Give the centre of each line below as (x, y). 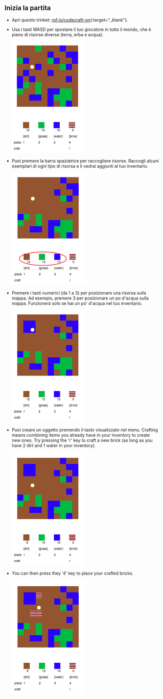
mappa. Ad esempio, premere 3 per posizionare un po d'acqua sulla (80, 298)
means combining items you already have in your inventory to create (81, 435)
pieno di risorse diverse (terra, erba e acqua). (58, 34)
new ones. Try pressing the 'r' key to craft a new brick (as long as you (82, 440)
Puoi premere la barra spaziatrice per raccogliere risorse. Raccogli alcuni (85, 161)
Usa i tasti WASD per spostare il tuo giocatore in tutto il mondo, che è (81, 29)
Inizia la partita (28, 8)
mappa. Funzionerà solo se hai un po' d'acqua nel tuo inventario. (77, 303)
